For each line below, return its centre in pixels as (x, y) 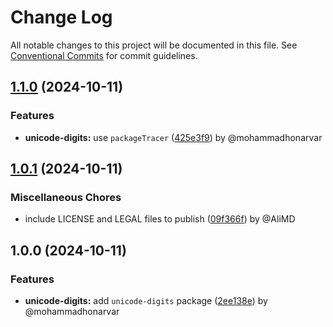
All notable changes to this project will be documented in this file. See (154, 45)
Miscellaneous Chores (66, 197)
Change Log (61, 17)
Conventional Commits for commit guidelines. (104, 55)
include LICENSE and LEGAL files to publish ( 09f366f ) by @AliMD (160, 219)
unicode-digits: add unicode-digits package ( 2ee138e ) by (146, 300)
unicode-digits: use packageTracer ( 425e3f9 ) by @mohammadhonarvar (173, 137)
